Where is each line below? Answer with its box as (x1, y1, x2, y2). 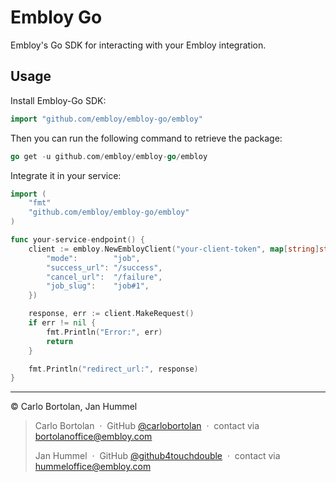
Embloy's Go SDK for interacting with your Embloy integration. (10, 39, 267, 51)
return (46, 336, 74, 346)
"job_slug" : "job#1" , (46, 281, 150, 291)
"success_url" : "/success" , (46, 262, 163, 273)
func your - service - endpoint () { (10, 235, 145, 245)
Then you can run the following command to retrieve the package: (10, 132, 283, 144)
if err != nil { (28, 318, 97, 328)
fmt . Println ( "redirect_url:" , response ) (28, 364, 199, 374)
